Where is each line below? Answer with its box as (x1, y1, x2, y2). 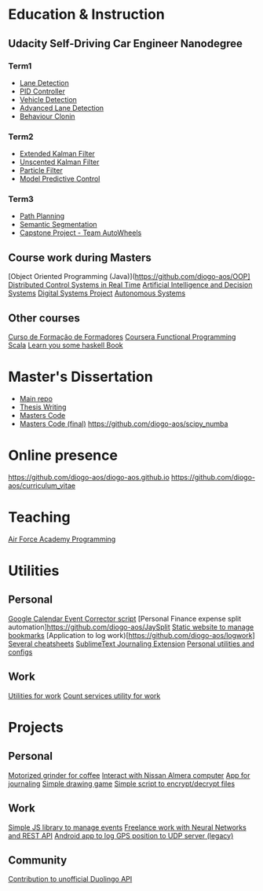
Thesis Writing (19, 402, 67, 412)
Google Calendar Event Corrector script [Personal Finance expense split (8, 614, 242, 623)
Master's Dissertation (8, 368, 153, 386)
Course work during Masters (8, 251, 152, 264)
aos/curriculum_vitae (8, 481, 76, 490)
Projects (8, 718, 64, 736)
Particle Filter (19, 166, 63, 175)
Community (8, 853, 68, 867)
